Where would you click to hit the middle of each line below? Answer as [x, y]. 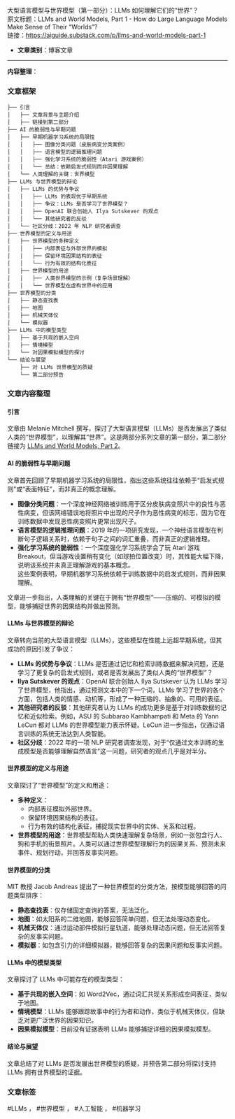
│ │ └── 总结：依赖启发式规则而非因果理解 [68, 167]
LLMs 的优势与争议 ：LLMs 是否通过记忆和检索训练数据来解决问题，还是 [121, 663]
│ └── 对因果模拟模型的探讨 [46, 353]
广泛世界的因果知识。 [67, 1020]
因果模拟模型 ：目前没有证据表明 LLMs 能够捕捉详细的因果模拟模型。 [116, 1029]
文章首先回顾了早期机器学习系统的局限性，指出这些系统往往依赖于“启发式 [113, 480]
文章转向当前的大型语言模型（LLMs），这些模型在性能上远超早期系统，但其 [115, 640]
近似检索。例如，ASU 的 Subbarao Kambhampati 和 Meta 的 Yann [124, 716]
